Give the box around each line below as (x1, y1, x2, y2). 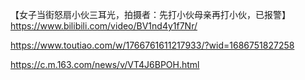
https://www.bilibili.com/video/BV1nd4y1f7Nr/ (10, 20, 198, 32)
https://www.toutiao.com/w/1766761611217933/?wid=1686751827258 (10, 39, 295, 51)
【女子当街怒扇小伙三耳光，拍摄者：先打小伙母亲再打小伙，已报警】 (10, 9, 291, 20)
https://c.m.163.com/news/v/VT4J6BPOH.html (10, 59, 200, 70)
